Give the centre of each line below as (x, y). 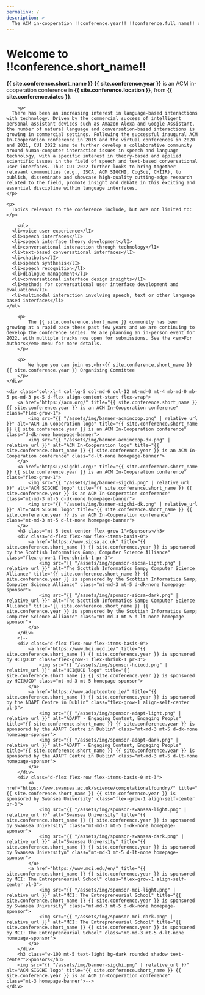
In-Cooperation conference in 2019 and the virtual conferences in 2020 (101, 140)
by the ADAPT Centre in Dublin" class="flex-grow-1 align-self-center (98, 703)
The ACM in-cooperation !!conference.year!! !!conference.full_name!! (103, 23)
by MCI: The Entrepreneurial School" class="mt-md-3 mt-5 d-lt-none (95, 933)
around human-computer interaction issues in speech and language (92, 151)
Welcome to (37, 54)
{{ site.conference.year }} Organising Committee (71, 370)
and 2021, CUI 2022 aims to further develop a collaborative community (99, 145)
